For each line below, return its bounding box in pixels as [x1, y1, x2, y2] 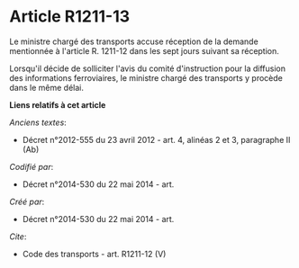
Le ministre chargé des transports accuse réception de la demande [9, 36, 258, 47]
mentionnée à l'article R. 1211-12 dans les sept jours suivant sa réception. [9, 45, 279, 56]
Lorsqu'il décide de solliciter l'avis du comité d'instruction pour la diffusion [9, 63, 286, 74]
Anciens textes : [9, 117, 68, 128]
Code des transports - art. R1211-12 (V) [22, 248, 167, 259]
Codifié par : [9, 161, 54, 172]
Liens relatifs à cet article [9, 99, 106, 110]
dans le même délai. [9, 82, 84, 93]
